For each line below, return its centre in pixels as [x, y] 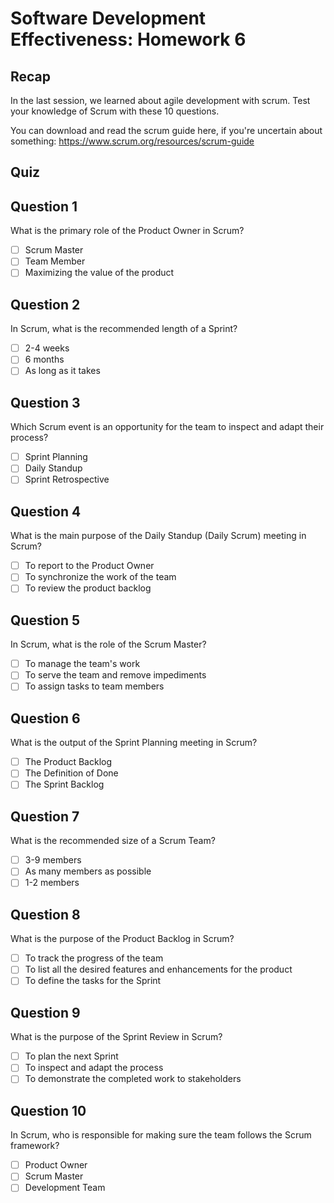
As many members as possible [88, 871]
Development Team [65, 1188]
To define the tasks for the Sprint [93, 981]
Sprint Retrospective [67, 479]
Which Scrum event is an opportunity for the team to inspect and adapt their [167, 427]
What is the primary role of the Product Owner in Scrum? [127, 231]
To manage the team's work [82, 664]
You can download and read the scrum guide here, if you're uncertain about [166, 130]
